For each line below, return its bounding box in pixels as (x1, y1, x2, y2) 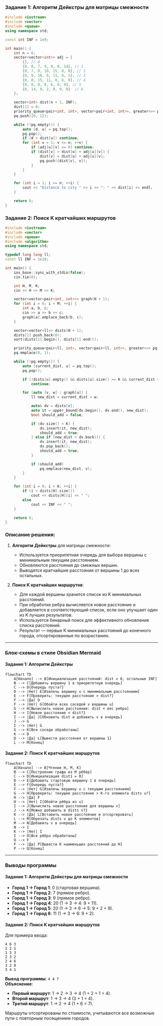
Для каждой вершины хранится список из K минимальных (19, 591, 142, 597)
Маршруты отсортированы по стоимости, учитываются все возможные (5, 1010, 155, 1016)
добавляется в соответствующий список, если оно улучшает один (19, 607, 158, 613)
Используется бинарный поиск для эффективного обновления (19, 617, 149, 623)
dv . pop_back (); (39, 444, 70, 449)
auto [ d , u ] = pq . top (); (22, 127, 73, 132)
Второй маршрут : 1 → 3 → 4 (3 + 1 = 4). (12, 995, 94, 1002)
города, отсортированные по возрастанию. (19, 633, 110, 638)
